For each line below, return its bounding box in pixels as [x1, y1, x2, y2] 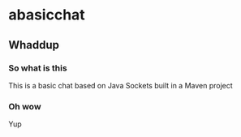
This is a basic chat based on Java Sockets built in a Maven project [8, 80, 233, 90]
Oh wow [8, 101, 42, 112]
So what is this [8, 62, 67, 74]
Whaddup [8, 38, 59, 52]
